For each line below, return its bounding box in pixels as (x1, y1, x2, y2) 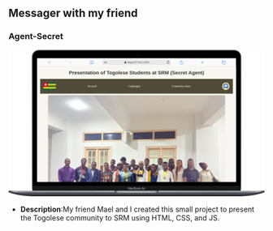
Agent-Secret (8, 31, 63, 42)
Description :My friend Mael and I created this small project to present (19, 204, 254, 214)
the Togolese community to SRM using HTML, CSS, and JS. (19, 213, 220, 223)
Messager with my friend (8, 6, 138, 20)
